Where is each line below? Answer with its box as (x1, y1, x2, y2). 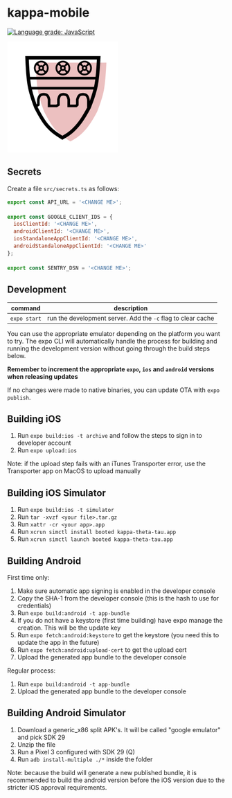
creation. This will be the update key (17, 623, 121, 632)
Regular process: (7, 666, 56, 675)
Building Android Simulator (7, 707, 126, 719)
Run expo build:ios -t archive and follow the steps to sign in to (17, 432, 202, 440)
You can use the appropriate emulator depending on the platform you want (7, 329, 220, 337)
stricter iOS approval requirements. (7, 783, 107, 791)
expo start (10, 315, 42, 323)
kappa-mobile (7, 5, 90, 21)
